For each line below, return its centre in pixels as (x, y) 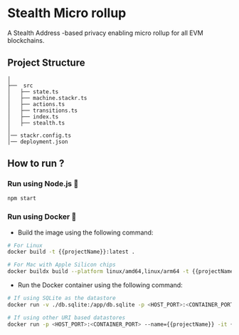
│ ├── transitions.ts (43, 110)
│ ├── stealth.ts (36, 123)
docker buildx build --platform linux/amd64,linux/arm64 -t (99, 272)
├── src (20, 86)
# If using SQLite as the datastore (62, 298)
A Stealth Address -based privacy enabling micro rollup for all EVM (106, 33)
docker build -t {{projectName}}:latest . (71, 252)
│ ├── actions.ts (36, 104)
